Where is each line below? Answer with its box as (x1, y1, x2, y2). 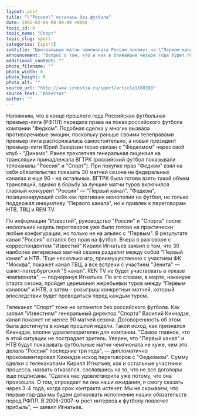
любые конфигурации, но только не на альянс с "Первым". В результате (6, 230, 188, 237)
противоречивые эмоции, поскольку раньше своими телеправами (6, 130, 174, 138)
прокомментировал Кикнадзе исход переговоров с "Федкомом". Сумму (6, 353, 189, 360)
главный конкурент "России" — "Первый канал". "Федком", (6, 187, 156, 194)
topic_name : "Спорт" (6, 31, 57, 36)
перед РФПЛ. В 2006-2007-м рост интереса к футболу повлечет (6, 397, 169, 404)
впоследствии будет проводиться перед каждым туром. (6, 292, 148, 299)
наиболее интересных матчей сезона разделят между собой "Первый (6, 248, 184, 256)
